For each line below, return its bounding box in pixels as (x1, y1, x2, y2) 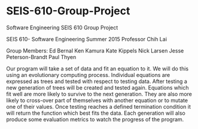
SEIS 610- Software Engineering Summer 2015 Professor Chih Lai (6, 35, 167, 42)
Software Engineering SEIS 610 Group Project (6, 24, 118, 31)
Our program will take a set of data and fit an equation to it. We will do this (6, 64, 189, 72)
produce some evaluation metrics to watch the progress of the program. (6, 115, 184, 123)
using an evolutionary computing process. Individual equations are (6, 71, 170, 78)
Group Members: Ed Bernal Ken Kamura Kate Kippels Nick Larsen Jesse (6, 47, 184, 54)
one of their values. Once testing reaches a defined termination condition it (6, 103, 191, 110)
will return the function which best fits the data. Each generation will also (6, 109, 185, 116)
